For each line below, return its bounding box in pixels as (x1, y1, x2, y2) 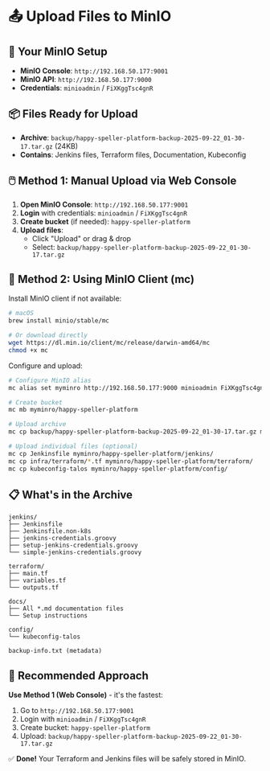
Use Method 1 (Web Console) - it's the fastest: (8, 690, 163, 700)
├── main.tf (8, 569, 48, 578)
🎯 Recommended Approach (8, 669, 149, 683)
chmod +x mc (8, 346, 48, 355)
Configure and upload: (8, 360, 83, 371)
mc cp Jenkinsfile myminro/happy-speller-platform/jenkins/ (8, 449, 215, 457)
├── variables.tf (8, 576, 67, 584)
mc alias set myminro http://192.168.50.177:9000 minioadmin (8, 383, 218, 392)
